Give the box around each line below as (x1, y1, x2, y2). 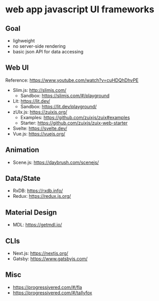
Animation (5, 145, 39, 155)
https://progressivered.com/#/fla (12, 284, 82, 290)
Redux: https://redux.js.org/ (12, 193, 71, 199)
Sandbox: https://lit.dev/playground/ (20, 103, 97, 109)
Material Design (5, 208, 57, 217)
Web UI (5, 63, 29, 72)
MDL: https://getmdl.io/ (12, 222, 63, 228)
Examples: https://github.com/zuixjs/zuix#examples (20, 114, 130, 120)
